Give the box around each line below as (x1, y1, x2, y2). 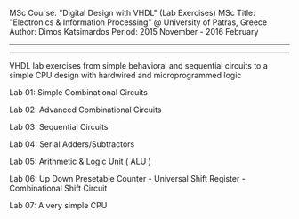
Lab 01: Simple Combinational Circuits (9, 87, 149, 97)
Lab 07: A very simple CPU (9, 200, 108, 210)
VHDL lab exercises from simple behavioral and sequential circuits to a (9, 61, 269, 70)
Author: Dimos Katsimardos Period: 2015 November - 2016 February (9, 27, 259, 36)
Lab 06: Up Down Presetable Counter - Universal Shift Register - (9, 174, 246, 183)
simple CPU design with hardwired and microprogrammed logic (9, 70, 242, 80)
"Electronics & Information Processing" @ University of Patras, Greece (9, 17, 268, 28)
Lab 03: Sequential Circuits (9, 122, 109, 132)
